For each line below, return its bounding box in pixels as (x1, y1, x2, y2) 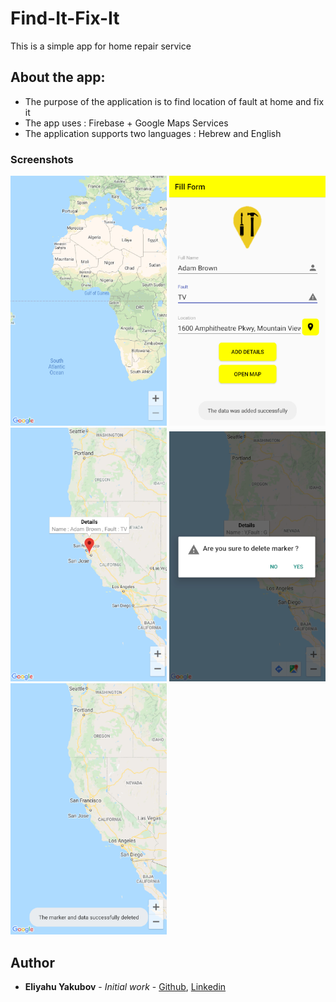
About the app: (10, 69, 106, 86)
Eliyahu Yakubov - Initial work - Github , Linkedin (24, 981, 227, 993)
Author (10, 954, 55, 971)
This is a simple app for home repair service (10, 40, 192, 52)
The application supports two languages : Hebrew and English (24, 127, 282, 139)
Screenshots (10, 152, 74, 166)
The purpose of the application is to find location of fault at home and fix (24, 95, 325, 107)
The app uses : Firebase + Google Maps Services (24, 117, 229, 129)
